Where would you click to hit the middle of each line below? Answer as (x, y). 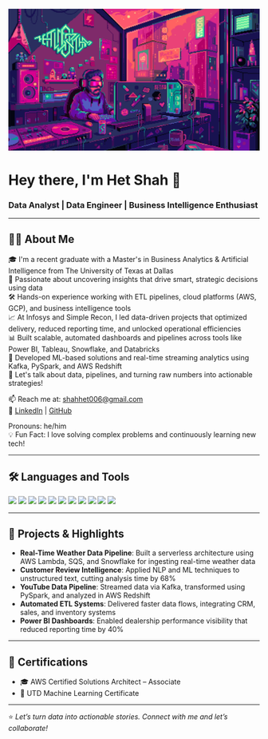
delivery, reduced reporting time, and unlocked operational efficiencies (125, 328)
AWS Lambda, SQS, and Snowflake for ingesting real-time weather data (138, 562)
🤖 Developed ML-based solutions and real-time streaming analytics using (129, 357)
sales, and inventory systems (68, 613)
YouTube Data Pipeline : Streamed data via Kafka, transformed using (132, 587)
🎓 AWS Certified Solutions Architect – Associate (100, 682)
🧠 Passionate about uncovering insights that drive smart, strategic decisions (133, 279)
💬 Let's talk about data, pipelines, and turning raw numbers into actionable (130, 374)
